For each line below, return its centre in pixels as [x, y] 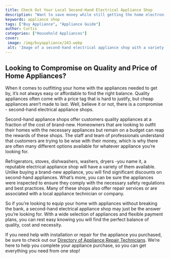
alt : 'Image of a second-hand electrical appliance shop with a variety [86, 48]
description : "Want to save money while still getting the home [74, 15]
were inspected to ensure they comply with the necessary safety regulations [85, 183]
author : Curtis [21, 29]
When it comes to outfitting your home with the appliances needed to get [81, 88]
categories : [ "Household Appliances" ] [46, 33]
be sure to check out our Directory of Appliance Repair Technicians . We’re [83, 240]
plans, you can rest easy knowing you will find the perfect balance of [77, 220]
